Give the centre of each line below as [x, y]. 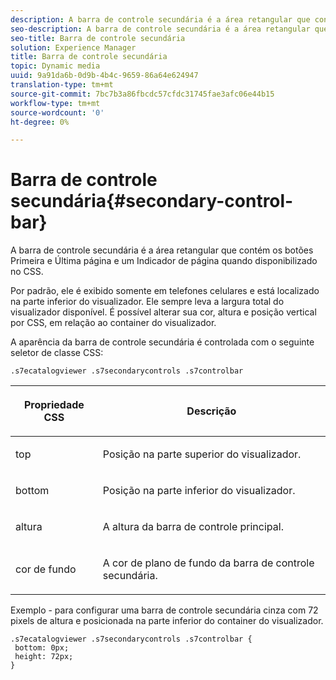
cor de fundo [46, 569]
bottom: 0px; [42, 648]
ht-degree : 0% [40, 122]
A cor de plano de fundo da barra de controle [208, 563]
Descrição [211, 411]
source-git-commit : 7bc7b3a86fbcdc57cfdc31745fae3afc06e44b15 [142, 94]
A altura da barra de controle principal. [193, 527]
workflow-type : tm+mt [55, 103]
